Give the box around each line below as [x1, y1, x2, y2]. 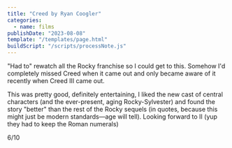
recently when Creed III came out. [7, 77, 105, 84]
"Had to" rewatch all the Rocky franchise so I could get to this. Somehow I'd [7, 62, 226, 70]
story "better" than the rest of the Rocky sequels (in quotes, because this [7, 105, 218, 113]
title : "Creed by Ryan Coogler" [7, 10, 101, 17]
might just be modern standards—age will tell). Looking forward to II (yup [7, 112, 218, 121]
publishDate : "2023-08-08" [7, 29, 86, 37]
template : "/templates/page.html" [7, 36, 108, 43]
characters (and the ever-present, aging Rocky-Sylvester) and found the [7, 98, 215, 105]
